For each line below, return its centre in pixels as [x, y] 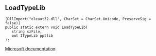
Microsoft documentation [30, 49]
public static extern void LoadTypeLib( [47, 27]
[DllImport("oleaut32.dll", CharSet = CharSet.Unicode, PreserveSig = [78, 19]
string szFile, [27, 31]
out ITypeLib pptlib [32, 35]
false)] [13, 23]
